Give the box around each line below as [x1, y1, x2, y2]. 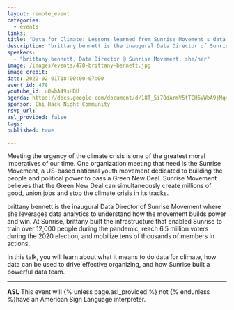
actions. [7, 240, 30, 248]
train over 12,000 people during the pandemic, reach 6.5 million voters [7, 224, 209, 233]
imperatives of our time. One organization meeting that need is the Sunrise [7, 160, 221, 168]
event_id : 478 [7, 82, 49, 88]
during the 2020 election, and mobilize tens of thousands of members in [7, 232, 214, 240]
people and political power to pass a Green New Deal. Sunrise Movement [7, 174, 217, 183]
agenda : [7, 95, 30, 102]
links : [7, 29, 26, 37]
